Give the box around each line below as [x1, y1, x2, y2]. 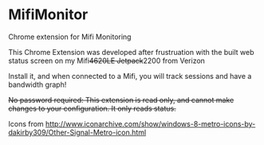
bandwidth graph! [8, 80, 67, 89]
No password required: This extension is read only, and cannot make [8, 95, 234, 104]
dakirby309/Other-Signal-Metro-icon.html [8, 127, 147, 137]
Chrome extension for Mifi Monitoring [8, 32, 132, 41]
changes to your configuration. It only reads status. [8, 104, 177, 113]
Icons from [8, 119, 44, 128]
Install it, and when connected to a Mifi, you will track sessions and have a [8, 71, 252, 80]
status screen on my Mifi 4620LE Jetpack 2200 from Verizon [8, 56, 206, 65]
